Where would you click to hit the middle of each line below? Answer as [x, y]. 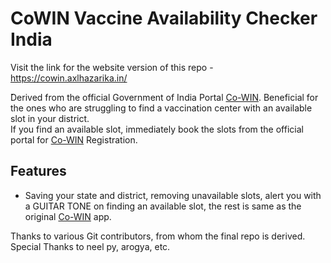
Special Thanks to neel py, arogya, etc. [90, 246]
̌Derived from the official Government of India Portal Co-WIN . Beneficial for [164, 97]
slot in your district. [50, 118]
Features [38, 171]
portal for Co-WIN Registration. [74, 139]
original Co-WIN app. [68, 216]
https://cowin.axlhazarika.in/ [69, 78]
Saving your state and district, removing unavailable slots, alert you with [173, 195]
